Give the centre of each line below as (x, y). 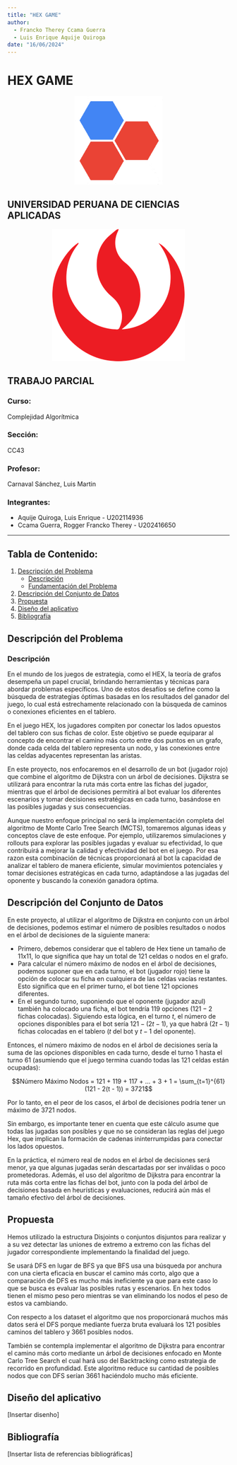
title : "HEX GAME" (34, 15)
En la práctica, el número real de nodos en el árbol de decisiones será (109, 1159)
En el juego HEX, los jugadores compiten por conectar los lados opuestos (114, 725)
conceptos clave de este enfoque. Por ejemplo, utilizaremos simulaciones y (117, 835)
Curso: (19, 401)
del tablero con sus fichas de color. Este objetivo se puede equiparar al (110, 733)
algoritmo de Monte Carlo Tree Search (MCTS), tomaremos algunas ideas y (117, 828)
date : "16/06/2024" (36, 45)
